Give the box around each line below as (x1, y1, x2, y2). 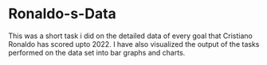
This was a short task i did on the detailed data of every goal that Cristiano (8, 31, 253, 40)
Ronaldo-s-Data (8, 5, 117, 23)
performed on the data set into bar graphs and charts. (8, 48, 186, 57)
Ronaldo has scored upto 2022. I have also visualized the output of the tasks (8, 39, 260, 48)
